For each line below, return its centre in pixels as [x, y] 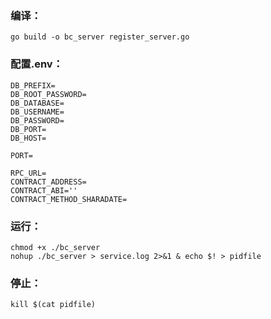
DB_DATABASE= [37, 103]
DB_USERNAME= [37, 112]
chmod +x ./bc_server [55, 247]
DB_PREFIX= [33, 85]
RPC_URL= [28, 173]
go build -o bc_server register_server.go [100, 37]
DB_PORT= [28, 129]
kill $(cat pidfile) [53, 305]
